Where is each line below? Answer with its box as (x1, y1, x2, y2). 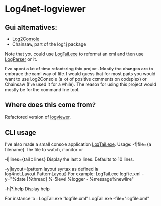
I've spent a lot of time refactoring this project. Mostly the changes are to (5, 66, 154, 71)
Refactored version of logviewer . (5, 114, 71, 120)
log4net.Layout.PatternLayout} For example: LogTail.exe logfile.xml (5, 171, 141, 177)
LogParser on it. (5, 56, 38, 62)
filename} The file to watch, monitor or (5, 146, 83, 152)
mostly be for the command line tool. (5, 87, 80, 92)
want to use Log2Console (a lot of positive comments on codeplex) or (5, 76, 147, 82)
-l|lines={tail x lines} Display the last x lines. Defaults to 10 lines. (5, 156, 134, 162)
